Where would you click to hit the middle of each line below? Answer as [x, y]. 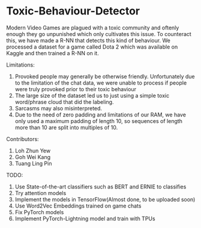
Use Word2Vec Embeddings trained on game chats [78, 206]
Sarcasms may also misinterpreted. [58, 108]
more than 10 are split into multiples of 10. [66, 127]
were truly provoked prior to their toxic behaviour [76, 89]
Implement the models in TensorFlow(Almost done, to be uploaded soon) [105, 199]
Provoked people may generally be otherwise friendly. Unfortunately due [105, 76]
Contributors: [22, 139]
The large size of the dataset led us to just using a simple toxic [92, 95]
